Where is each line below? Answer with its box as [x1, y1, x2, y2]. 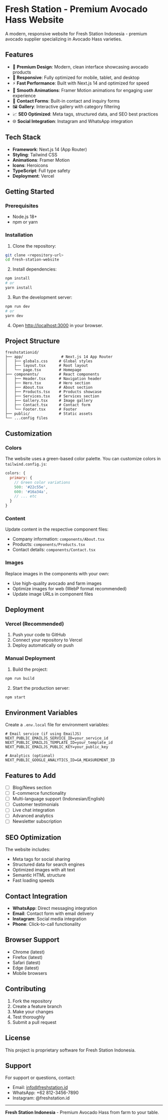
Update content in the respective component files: [5, 526, 108, 532]
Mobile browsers [12, 970, 47, 976]
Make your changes [12, 1008, 53, 1014]
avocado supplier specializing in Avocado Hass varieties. [5, 36, 122, 42]
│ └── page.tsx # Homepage [5, 368, 81, 373]
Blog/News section [12, 784, 51, 790]
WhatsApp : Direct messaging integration [12, 905, 97, 911]
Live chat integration [12, 807, 55, 813]
